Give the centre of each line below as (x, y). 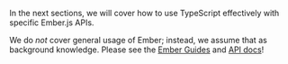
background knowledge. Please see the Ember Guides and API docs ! (137, 50)
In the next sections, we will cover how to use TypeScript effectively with (144, 13)
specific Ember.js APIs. (52, 23)
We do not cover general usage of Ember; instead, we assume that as (138, 40)
